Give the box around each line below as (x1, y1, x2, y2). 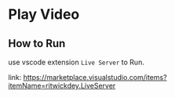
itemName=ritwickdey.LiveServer (8, 81, 116, 90)
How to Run (8, 37, 66, 50)
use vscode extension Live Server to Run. (8, 57, 145, 67)
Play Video (8, 5, 80, 24)
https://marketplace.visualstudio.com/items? (23, 73, 167, 82)
